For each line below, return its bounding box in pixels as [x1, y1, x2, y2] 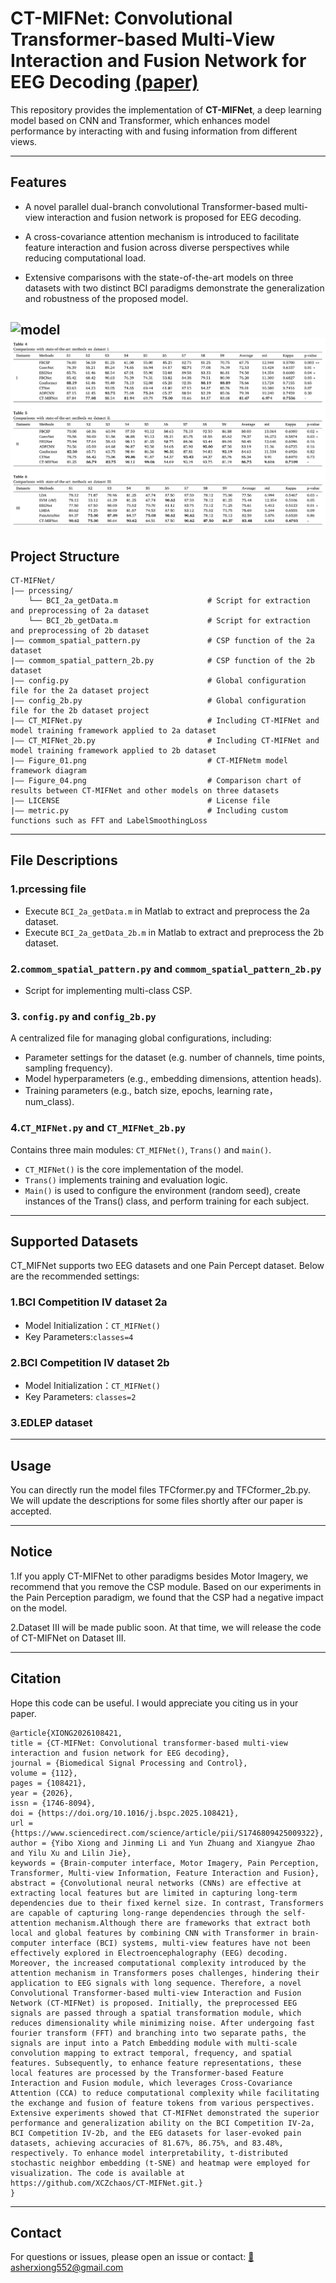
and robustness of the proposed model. [24, 292, 189, 304]
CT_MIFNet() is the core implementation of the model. [24, 1163, 244, 1175]
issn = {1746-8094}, [10, 1798, 97, 1808]
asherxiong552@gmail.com [10, 2262, 124, 2274]
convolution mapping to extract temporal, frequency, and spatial [10, 2048, 293, 2058]
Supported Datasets [10, 1233, 139, 1250]
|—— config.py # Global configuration [10, 675, 307, 686]
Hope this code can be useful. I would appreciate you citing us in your [10, 1697, 299, 1709]
